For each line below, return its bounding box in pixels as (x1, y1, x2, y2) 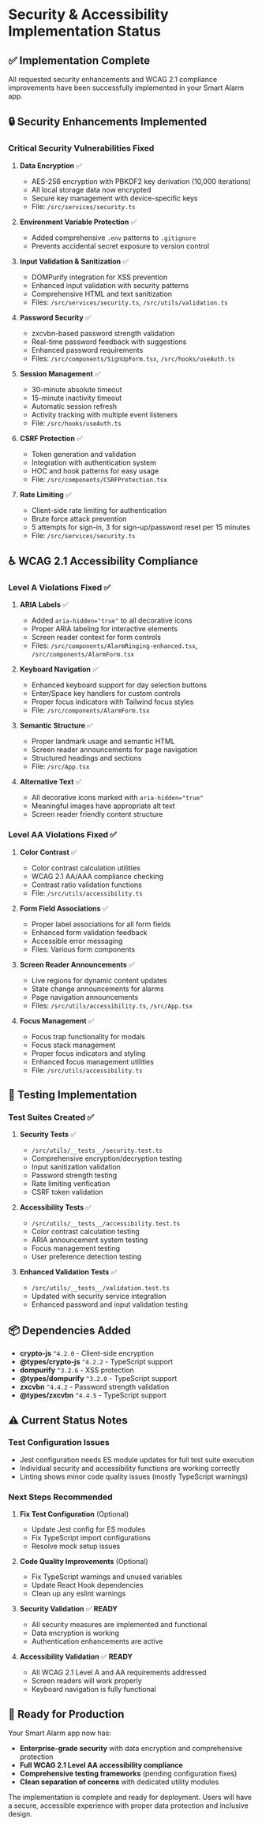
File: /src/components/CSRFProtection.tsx (31, 474, 168, 484)
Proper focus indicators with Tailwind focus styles (31, 697, 194, 707)
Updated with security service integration (31, 1292, 167, 1301)
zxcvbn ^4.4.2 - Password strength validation (19, 1383, 170, 1392)
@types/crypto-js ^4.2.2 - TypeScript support (19, 1357, 174, 1367)
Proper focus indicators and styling (31, 1048, 146, 1058)
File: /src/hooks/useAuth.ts (31, 418, 122, 428)
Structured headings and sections (31, 754, 142, 763)
